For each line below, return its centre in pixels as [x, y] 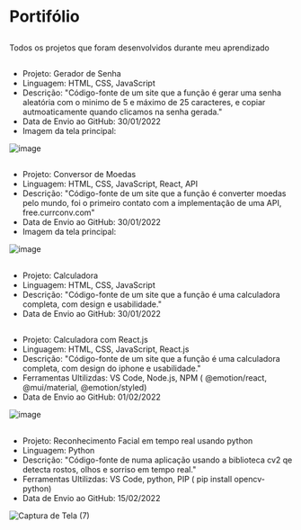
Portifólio [44, 17]
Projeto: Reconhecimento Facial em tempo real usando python [137, 440]
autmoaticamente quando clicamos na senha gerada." [122, 112]
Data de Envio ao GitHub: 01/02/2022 [92, 397]
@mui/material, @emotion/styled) [84, 388]
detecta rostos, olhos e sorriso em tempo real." [109, 469]
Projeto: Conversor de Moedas [79, 175]
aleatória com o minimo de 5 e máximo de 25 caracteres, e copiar [144, 102]
